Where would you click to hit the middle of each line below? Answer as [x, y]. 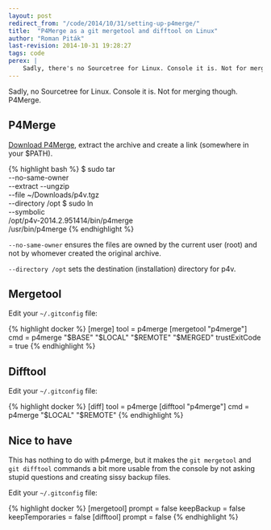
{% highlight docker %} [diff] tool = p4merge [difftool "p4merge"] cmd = [129, 407]
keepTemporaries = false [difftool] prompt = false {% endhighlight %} [124, 517]
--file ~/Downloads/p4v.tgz [54, 194]
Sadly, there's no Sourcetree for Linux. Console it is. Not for [135, 69]
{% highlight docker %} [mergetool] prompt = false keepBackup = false [127, 508]
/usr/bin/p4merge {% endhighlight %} [71, 229]
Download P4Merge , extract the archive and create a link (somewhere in [129, 144]
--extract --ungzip [39, 186]
